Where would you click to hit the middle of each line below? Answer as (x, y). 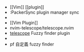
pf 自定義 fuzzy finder (32, 44)
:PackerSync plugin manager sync (44, 12)
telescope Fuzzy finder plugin (40, 33)
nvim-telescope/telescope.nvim (42, 28)
